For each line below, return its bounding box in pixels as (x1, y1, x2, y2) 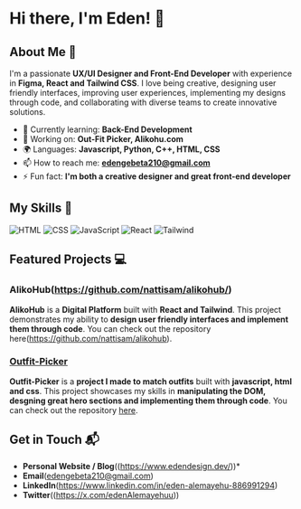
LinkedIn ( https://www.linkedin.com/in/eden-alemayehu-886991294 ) (22, 479, 278, 491)
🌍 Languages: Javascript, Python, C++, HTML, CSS (22, 144, 221, 155)
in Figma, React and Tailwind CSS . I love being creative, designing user (9, 78, 277, 89)
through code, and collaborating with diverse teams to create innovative (9, 97, 277, 108)
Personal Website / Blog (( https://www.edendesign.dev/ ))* (22, 460, 241, 471)
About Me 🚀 (9, 44, 77, 60)
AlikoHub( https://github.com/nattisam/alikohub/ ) (9, 284, 232, 297)
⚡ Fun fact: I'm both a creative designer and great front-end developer (22, 171, 291, 182)
